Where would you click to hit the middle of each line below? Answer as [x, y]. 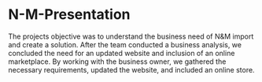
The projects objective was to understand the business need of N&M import [131, 36]
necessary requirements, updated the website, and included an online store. [131, 69]
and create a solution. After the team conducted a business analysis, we [125, 44]
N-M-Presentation [70, 15]
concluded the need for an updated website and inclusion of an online [122, 53]
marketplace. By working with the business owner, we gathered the [117, 61]
